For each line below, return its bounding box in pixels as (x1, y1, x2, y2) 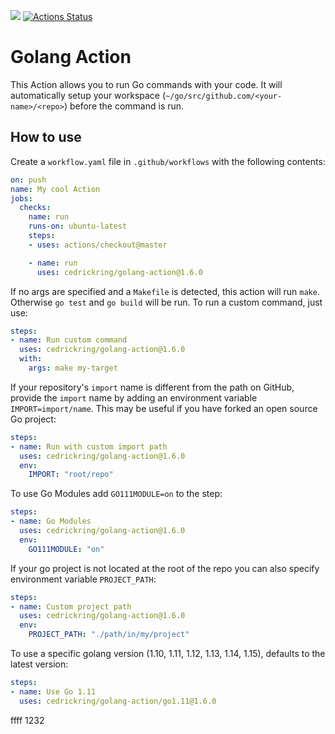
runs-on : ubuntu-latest (28, 221, 128, 232)
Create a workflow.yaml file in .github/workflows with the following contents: (10, 155, 326, 167)
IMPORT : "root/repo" (28, 470, 114, 480)
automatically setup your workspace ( (10, 89, 167, 101)
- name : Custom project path (10, 601, 132, 612)
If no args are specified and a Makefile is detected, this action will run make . (10, 285, 320, 297)
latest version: (10, 658, 69, 670)
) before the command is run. (63, 100, 185, 112)
